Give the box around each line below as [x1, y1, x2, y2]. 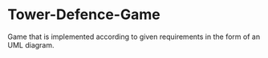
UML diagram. [7, 40, 55, 49]
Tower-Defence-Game [7, 6, 161, 24]
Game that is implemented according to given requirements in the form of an [7, 32, 261, 41]
